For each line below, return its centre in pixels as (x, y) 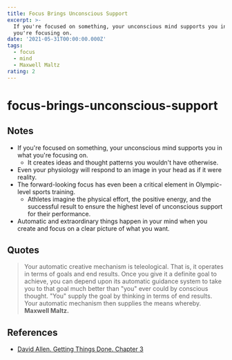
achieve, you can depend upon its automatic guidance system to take (123, 281)
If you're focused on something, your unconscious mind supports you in (119, 148)
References (32, 332)
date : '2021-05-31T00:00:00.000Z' (57, 39)
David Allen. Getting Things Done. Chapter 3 (80, 349)
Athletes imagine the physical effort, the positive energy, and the (119, 199)
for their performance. (59, 214)
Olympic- (209, 184)
